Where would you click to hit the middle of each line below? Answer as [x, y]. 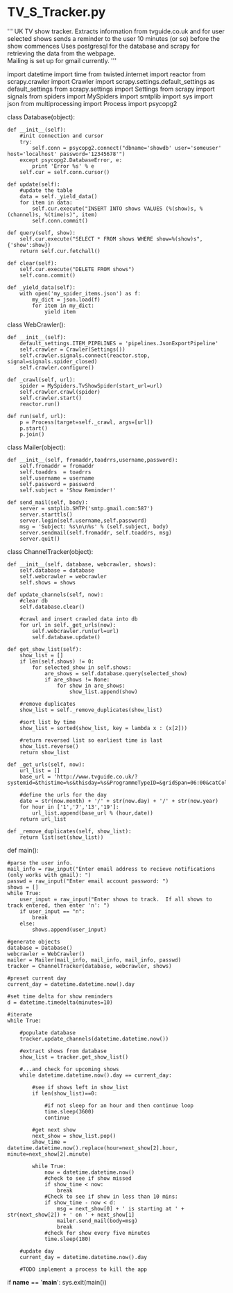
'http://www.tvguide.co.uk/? [96, 776]
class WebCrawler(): [36, 324]
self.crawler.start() [51, 398]
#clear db [34, 600]
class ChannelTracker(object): [50, 551]
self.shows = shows [48, 582]
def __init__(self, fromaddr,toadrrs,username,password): [93, 460]
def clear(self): [32, 263]
